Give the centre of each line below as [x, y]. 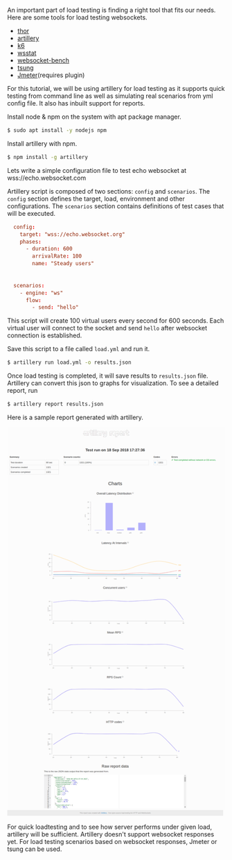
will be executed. [32, 213]
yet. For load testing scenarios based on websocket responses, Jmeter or [112, 842]
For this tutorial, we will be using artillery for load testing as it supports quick [116, 88]
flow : [33, 300]
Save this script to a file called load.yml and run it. [79, 349]
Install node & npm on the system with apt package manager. [94, 117]
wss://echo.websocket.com [47, 178]
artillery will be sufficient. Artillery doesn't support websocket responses [111, 834]
